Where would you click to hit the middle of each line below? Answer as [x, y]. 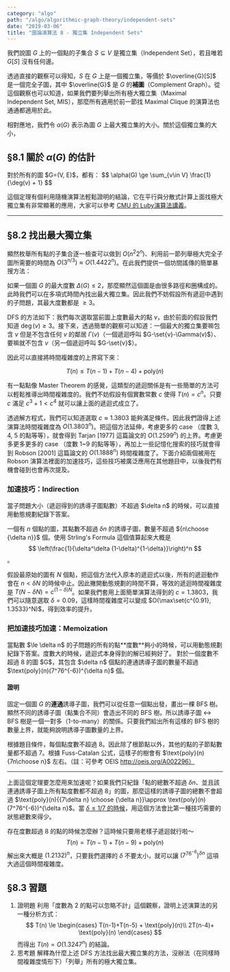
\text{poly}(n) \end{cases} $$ [120, 932]
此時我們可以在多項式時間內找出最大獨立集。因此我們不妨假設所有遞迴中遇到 [115, 294]
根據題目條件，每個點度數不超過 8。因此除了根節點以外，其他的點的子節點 [112, 744]
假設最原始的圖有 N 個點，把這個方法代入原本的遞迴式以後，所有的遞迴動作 [113, 574]
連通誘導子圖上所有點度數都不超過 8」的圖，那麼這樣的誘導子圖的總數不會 [112, 791]
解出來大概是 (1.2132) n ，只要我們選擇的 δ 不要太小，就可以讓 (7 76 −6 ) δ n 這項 [113, 854]
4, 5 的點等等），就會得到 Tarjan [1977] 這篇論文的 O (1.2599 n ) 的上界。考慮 [112, 435]
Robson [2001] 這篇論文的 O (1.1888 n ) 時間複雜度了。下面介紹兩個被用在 [115, 452]
